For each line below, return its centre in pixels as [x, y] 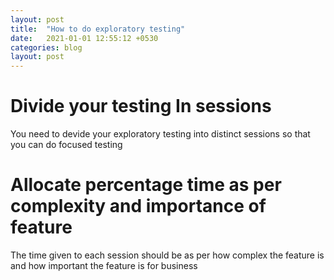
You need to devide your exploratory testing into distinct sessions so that [160, 134]
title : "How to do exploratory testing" [98, 29]
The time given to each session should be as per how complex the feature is [167, 255]
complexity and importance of [138, 206]
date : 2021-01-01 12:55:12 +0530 [84, 38]
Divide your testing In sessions [141, 106]
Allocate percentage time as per [146, 185]
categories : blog [46, 47]
